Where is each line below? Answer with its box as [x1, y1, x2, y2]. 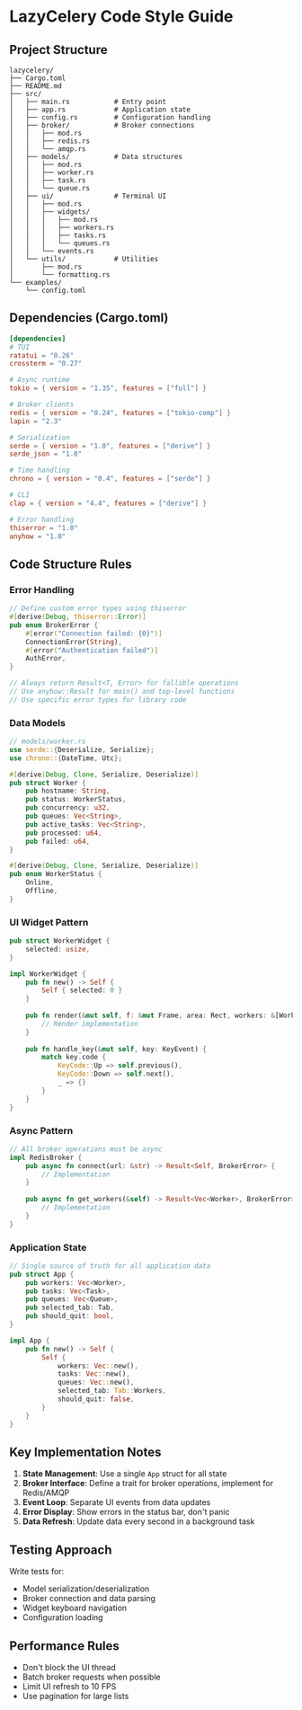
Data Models [9, 716, 66, 729]
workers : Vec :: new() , [57, 1361, 139, 1370]
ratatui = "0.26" [9, 350, 75, 360]
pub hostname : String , [25, 786, 111, 796]
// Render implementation [41, 1019, 139, 1028]
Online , [25, 878, 54, 887]
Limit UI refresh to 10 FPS [22, 1681, 117, 1691]
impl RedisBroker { [9, 1153, 83, 1162]
